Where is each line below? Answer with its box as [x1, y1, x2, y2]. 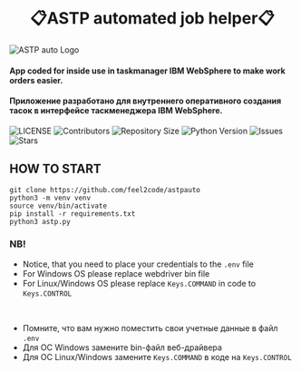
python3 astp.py [9, 217, 71, 226]
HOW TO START [9, 161, 102, 177]
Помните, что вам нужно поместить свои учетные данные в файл [22, 322, 278, 333]
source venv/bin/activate [9, 201, 107, 210]
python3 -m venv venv [9, 193, 92, 202]
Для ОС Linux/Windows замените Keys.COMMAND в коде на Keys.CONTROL [22, 351, 292, 362]
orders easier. [9, 74, 63, 85]
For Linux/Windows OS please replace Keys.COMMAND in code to [22, 278, 257, 288]
